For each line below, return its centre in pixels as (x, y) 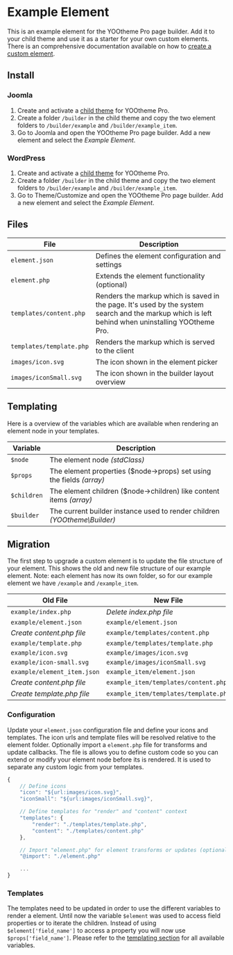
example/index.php (41, 612)
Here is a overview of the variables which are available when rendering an (113, 423)
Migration (29, 544)
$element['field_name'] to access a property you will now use (96, 931)
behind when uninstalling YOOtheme (155, 322)
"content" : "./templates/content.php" (88, 831)
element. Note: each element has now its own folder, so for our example (110, 576)
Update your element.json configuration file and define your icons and (108, 730)
